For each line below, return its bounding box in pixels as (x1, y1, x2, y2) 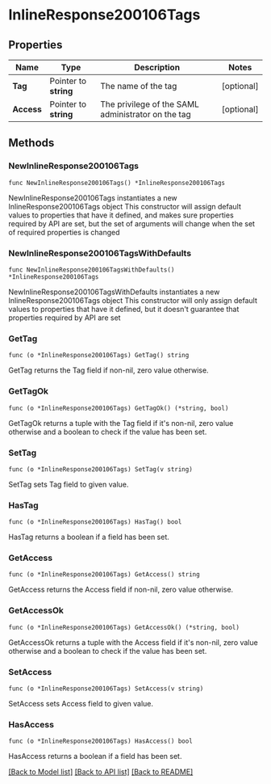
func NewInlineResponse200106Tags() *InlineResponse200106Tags (8, 179, 226, 187)
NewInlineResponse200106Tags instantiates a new (8, 192, 177, 203)
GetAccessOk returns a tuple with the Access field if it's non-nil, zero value (8, 637, 258, 647)
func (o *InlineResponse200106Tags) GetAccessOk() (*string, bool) (8, 623, 240, 631)
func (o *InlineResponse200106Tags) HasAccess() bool (8, 737, 194, 745)
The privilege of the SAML (100, 99, 199, 110)
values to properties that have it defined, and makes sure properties (8, 210, 234, 220)
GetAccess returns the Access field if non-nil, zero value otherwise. (8, 584, 234, 595)
